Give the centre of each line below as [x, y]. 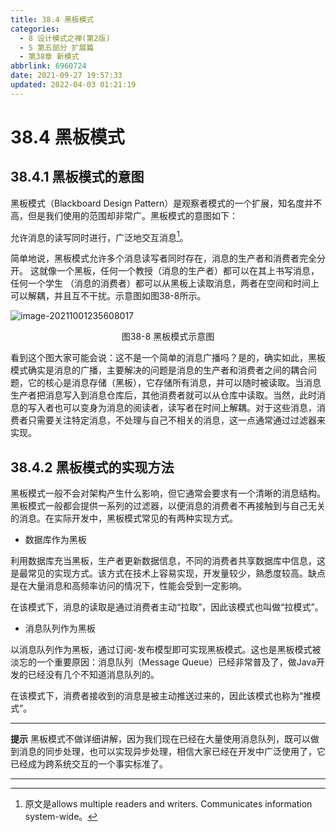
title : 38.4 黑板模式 [52, 19]
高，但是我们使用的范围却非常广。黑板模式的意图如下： [124, 215]
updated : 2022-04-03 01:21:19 [73, 85]
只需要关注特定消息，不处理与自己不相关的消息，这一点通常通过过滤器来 [176, 420]
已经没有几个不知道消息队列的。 [93, 675]
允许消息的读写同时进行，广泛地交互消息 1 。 [99, 236]
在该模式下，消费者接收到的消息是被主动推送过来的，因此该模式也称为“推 [161, 696]
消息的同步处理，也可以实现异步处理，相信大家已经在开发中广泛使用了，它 [172, 752]
